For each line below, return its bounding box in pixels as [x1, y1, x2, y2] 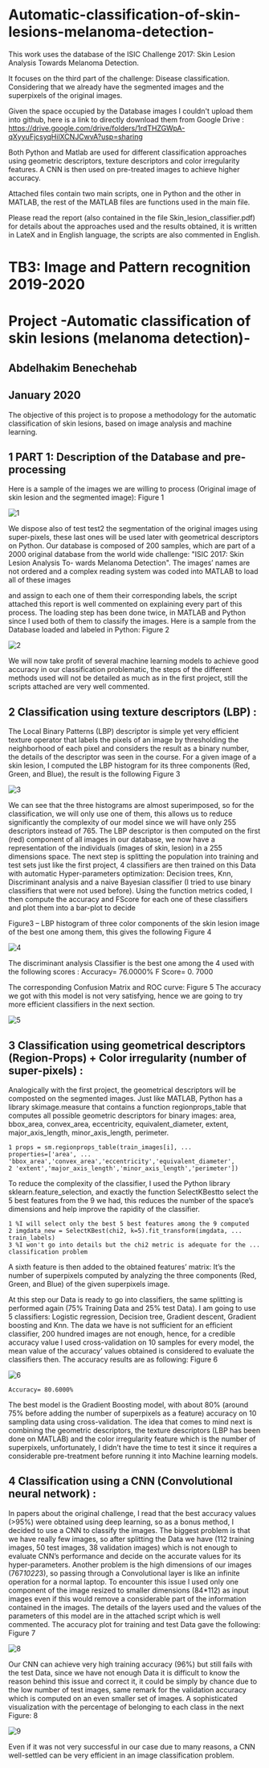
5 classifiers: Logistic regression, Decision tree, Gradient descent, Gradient [8, 1312, 257, 1321]
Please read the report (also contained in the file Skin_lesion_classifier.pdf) [8, 212, 255, 222]
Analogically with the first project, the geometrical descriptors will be [8, 1085, 237, 1094]
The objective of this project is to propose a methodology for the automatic [8, 410, 257, 419]
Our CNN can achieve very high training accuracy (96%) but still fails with [8, 1659, 253, 1669]
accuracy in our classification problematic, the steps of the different [8, 665, 233, 674]
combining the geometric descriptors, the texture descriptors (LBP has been [8, 1425, 261, 1435]
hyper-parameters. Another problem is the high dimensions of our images [8, 1560, 252, 1569]
